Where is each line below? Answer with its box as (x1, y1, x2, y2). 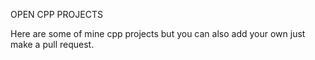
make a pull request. (10, 39, 95, 50)
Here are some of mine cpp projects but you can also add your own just (10, 28, 306, 39)
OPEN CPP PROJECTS (10, 9, 103, 20)
